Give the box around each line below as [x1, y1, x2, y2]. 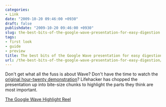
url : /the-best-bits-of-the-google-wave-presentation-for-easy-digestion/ [5, 58, 163, 63]
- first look [5, 39, 32, 44]
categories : [5, 7, 30, 12]
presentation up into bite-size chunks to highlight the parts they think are [5, 82, 154, 88]
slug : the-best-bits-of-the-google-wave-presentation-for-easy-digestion [5, 30, 161, 35]
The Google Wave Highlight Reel [5, 97, 71, 103]
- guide [5, 44, 21, 49]
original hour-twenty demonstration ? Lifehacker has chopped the [5, 76, 138, 82]
